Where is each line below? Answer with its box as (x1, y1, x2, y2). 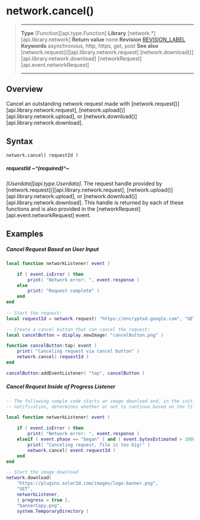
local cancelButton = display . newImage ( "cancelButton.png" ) (6, 332, 164, 338)
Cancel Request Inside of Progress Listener (6, 383, 116, 390)
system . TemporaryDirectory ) (17, 508, 89, 514)
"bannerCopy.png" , (17, 503, 62, 509)
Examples (6, 229, 43, 239)
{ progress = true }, (17, 497, 70, 503)
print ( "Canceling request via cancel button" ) (17, 348, 140, 355)
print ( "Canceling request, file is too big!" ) (27, 442, 151, 448)
